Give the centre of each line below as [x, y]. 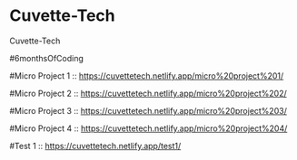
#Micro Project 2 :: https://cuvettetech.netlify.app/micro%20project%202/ [148, 93]
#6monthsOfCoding [47, 58]
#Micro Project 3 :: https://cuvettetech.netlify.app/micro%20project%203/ [148, 110]
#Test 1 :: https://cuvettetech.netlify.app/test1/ [95, 146]
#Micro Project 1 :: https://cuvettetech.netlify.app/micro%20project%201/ [147, 75]
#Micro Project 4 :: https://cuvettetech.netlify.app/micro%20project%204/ [148, 128]
